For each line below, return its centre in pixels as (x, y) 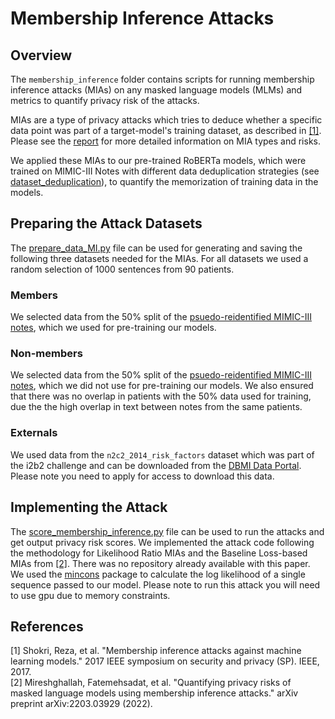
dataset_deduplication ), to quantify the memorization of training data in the (164, 181)
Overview (41, 55)
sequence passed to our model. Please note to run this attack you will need (165, 584)
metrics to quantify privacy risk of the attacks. (105, 100)
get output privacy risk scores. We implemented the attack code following (162, 542)
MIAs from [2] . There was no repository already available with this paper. (160, 563)
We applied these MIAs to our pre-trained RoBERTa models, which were (158, 160)
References (47, 626)
